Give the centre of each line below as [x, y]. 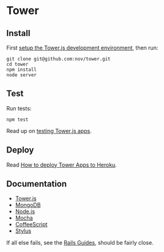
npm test [17, 120]
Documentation [37, 184]
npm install [21, 70]
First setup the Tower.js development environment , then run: [82, 48]
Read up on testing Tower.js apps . [49, 131]
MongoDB [28, 205]
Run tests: [19, 108]
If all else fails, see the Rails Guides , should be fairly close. [80, 243]
